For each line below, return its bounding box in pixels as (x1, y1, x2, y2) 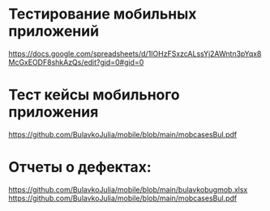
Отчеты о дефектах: (8, 158, 152, 176)
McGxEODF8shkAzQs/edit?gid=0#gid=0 (8, 57, 144, 67)
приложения (8, 103, 99, 121)
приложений (8, 22, 100, 40)
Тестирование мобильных (8, 5, 197, 23)
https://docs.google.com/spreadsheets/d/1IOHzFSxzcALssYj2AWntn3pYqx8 (8, 49, 262, 58)
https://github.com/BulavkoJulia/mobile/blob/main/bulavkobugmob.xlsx (8, 184, 248, 194)
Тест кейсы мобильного (8, 86, 180, 104)
